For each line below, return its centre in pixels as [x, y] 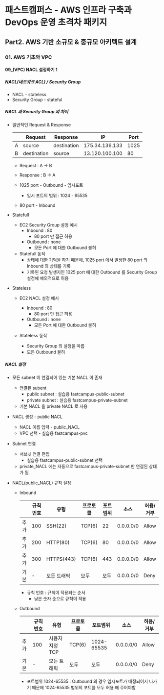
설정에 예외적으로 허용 [48, 278]
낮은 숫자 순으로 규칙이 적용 [60, 599]
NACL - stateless [29, 95]
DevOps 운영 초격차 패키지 [56, 22]
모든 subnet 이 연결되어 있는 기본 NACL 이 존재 [57, 377]
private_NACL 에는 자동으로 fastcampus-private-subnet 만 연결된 [83, 466]
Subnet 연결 [24, 444]
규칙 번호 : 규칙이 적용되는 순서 [56, 593]
